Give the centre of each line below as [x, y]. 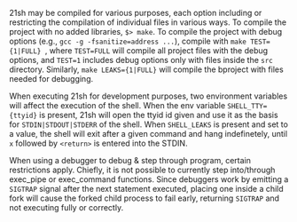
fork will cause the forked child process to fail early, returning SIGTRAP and [145, 198]
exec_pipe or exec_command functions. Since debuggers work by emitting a [149, 179]
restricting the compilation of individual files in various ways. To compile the [148, 22]
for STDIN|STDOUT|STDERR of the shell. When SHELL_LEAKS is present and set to [148, 124]
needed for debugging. [51, 79]
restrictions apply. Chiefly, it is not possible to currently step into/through [142, 170]
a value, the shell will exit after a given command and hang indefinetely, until [148, 134]
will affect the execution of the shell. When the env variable [117, 105]
